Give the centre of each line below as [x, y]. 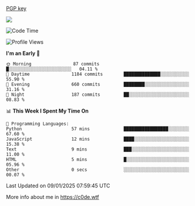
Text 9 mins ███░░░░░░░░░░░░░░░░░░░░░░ [98, 149]
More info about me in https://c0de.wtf [53, 197]
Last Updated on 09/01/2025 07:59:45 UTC [58, 186]
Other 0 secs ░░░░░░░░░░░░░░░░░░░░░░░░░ [98, 170]
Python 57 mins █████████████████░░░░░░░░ [98, 129]
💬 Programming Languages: [37, 124]
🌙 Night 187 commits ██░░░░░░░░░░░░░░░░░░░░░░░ [98, 95]
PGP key [16, 8]
